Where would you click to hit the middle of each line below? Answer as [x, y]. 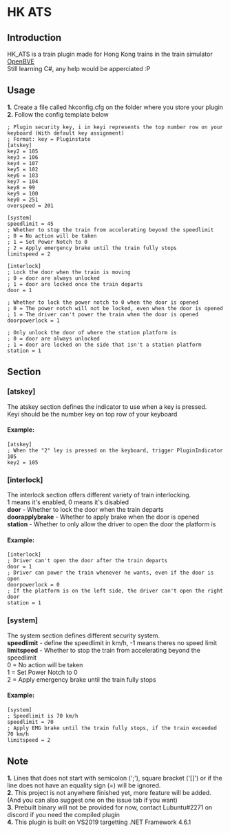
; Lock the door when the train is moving [69, 272]
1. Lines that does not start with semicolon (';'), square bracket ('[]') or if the [115, 778]
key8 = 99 [21, 187]
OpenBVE [21, 61]
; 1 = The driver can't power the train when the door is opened [103, 314]
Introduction [34, 38]
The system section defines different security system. [84, 635]
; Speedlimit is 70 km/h [43, 716]
